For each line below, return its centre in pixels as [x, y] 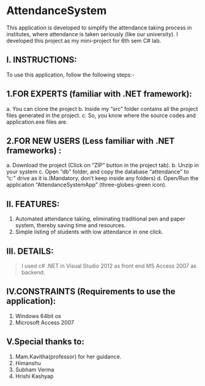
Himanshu [28, 363]
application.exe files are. [37, 122]
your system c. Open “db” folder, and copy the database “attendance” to [98, 172]
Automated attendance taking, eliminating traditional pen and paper [100, 219]
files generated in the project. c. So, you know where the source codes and [101, 115]
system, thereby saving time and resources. [70, 225]
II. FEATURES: [33, 204]
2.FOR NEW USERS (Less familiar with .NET [91, 141]
